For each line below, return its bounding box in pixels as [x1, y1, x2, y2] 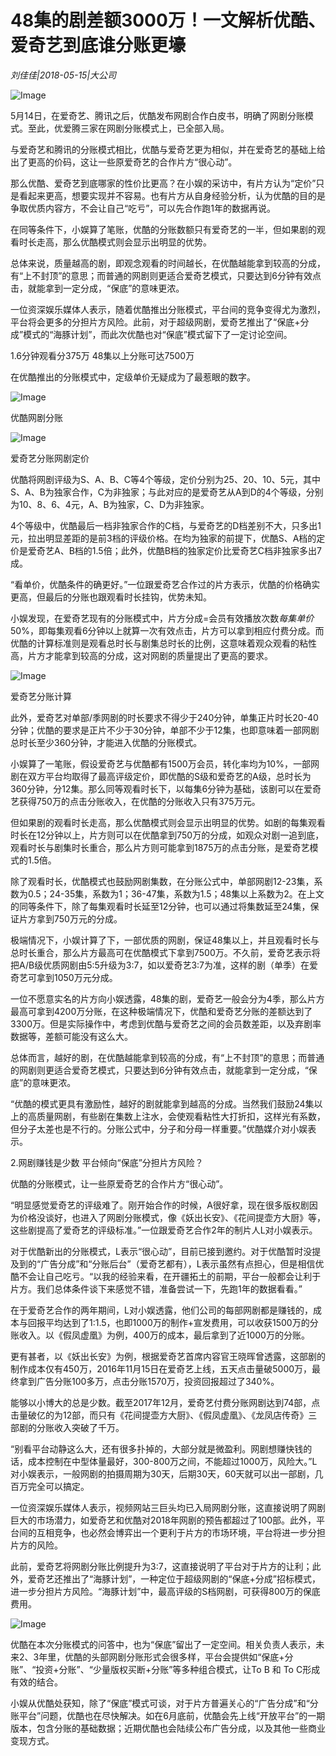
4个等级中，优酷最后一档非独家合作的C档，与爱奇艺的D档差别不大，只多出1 [10, 519, 322, 531]
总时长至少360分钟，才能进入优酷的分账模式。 [10, 736, 203, 748]
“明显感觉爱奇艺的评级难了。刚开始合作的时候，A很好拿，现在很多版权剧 [10, 1199, 310, 1211]
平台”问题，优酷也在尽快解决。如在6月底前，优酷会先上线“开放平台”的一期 [18, 1709, 326, 1721]
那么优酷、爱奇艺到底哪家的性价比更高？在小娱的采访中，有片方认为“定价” [10, 177, 317, 189]
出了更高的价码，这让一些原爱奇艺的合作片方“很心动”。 [10, 156, 238, 168]
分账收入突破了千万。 [36, 1421, 125, 1433]
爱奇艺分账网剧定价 [10, 452, 90, 464]
